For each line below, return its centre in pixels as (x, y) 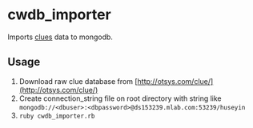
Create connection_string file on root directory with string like (120, 98)
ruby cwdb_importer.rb (57, 116)
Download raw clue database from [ (78, 81)
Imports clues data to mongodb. (60, 37)
